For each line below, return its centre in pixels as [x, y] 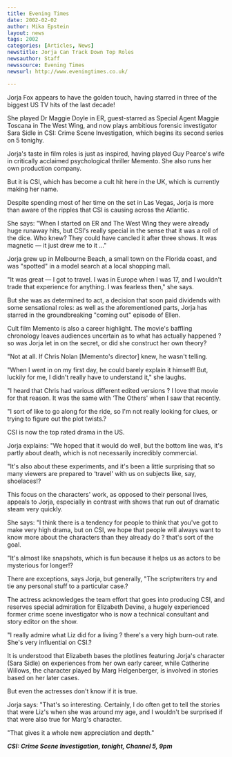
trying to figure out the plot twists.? [57, 419]
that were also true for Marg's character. [65, 719]
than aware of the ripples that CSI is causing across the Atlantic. [98, 210]
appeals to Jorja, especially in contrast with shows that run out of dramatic [113, 502]
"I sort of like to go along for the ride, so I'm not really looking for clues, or [112, 411]
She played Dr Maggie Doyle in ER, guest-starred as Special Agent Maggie [113, 118]
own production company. [44, 168]
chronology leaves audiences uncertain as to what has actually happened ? [114, 336]
